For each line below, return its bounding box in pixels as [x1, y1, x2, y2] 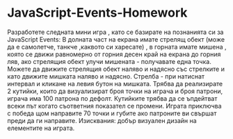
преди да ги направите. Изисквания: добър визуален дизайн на [7, 116, 197, 124]
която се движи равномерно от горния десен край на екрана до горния [7, 50, 221, 58]
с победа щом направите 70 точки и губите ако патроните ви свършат [7, 109, 217, 117]
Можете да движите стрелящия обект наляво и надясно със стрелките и [7, 65, 225, 73]
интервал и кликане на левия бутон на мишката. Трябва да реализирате [7, 79, 223, 88]
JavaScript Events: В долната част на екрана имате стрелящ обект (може [7, 35, 225, 43]
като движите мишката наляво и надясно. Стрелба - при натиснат [7, 72, 205, 81]
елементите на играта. [7, 124, 75, 132]
